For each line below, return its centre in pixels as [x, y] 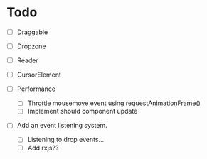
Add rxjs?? [43, 148]
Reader [27, 60]
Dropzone [32, 46]
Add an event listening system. [62, 126]
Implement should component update [83, 111]
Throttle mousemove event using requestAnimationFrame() [114, 103]
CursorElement [39, 75]
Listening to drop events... [66, 140]
